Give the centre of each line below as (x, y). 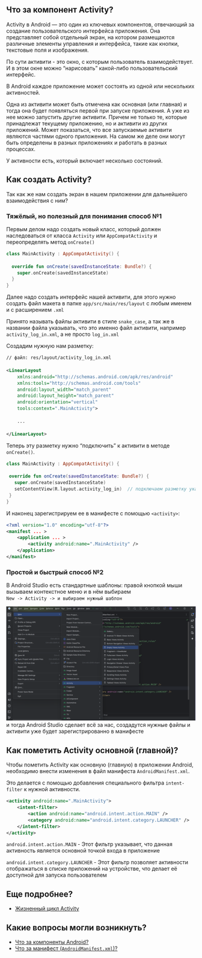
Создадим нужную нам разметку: (50, 346)
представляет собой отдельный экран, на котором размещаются (90, 37)
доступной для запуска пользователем (57, 875)
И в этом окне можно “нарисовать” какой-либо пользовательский (92, 68)
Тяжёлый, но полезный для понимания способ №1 (84, 216)
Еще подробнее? (40, 894)
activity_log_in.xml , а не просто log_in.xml (63, 334)
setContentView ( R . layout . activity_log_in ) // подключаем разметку (100, 489)
